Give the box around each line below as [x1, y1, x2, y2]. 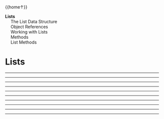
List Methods [10, 39, 37, 45]
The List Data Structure [10, 19, 58, 24]
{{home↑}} [5, 4, 28, 10]
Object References [10, 24, 48, 30]
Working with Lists [10, 29, 48, 34]
